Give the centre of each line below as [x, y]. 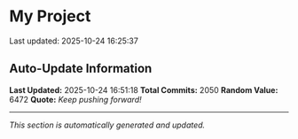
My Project [50, 16]
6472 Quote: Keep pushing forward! [75, 99]
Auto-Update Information [81, 69]
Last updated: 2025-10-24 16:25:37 [74, 41]
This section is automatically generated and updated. [107, 125]
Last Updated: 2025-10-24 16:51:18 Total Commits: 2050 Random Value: [144, 89]
